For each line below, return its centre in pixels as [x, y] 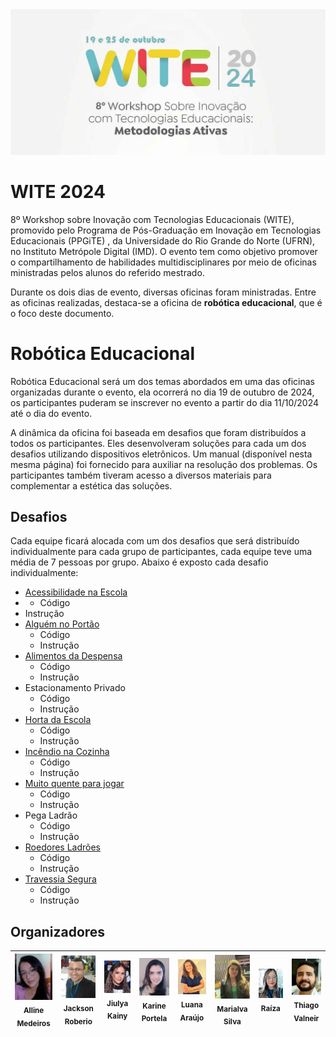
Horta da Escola [58, 720]
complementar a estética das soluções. [91, 485]
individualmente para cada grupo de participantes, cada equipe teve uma [161, 552]
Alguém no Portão [62, 624]
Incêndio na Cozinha [67, 752]
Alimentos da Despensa [73, 656]
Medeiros [33, 1023]
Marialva [232, 1009]
